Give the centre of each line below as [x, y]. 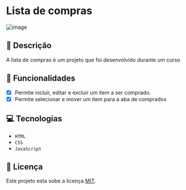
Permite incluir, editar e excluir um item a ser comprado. [83, 92]
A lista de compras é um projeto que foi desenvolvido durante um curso [93, 59]
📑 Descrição [29, 46]
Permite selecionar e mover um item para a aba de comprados [91, 99]
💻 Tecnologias [34, 119]
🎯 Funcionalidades [41, 79]
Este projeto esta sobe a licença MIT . [51, 181]
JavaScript [28, 149]
